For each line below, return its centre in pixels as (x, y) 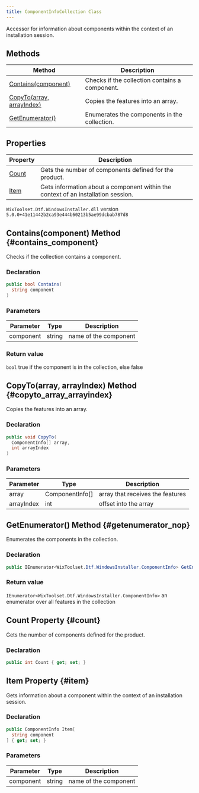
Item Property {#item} (48, 681)
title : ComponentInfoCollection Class (54, 12)
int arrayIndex (30, 448)
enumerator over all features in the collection (61, 601)
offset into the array (126, 504)
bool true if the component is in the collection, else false (75, 367)
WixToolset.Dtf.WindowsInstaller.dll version (62, 209)
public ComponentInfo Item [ (41, 729)
